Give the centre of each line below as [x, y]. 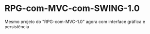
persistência [17, 26]
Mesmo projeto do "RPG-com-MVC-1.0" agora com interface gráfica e [75, 22]
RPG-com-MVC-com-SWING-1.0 [72, 8]
